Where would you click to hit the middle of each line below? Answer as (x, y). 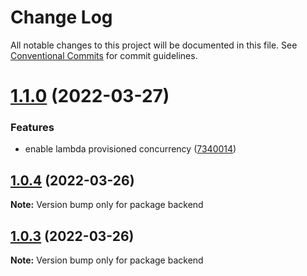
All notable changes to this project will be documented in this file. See (154, 45)
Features (32, 128)
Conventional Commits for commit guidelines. (104, 55)
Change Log (61, 17)
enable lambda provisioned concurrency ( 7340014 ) (130, 149)
